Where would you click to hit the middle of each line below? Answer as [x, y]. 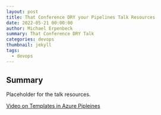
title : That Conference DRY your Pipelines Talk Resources [81, 17]
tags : [13, 51]
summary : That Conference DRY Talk [50, 34]
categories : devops [30, 39]
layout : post [22, 12]
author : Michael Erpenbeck [40, 28]
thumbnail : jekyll [29, 45]
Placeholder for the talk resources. [48, 94]
